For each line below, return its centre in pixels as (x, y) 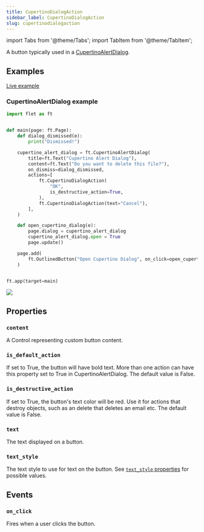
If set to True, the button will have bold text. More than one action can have (100, 368)
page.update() (46, 243)
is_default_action (33, 355)
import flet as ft (29, 114)
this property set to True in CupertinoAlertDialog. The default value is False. (101, 374)
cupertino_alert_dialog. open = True (74, 237)
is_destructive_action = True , (86, 192)
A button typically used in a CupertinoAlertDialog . (68, 52)
